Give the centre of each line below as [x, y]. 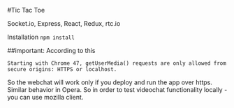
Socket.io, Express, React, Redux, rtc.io [64, 23]
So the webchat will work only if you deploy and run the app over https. [110, 82]
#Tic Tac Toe [26, 10]
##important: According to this [51, 51]
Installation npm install [41, 37]
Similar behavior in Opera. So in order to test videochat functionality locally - [117, 90]
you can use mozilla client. [45, 97]
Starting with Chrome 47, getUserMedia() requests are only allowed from [117, 63]
